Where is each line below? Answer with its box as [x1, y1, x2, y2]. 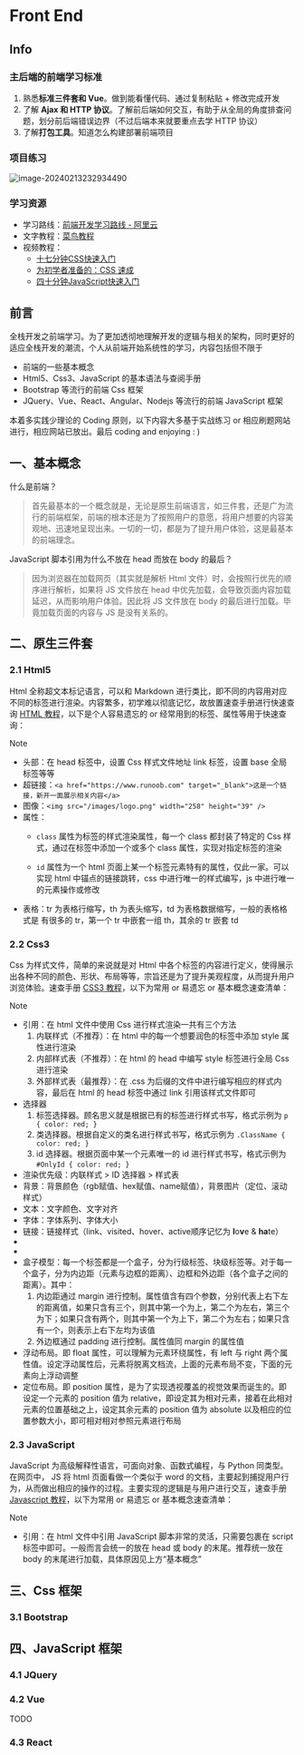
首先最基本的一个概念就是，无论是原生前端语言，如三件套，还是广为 [31, 501, 286, 512]
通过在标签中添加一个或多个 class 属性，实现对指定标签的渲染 [52, 842, 282, 853]
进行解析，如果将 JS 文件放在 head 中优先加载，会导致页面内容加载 [39, 584, 291, 595]
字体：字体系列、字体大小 [22, 1214, 119, 1225]
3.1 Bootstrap [9, 1611, 69, 1623]
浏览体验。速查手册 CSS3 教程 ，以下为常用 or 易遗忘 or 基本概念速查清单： [9, 982, 290, 993]
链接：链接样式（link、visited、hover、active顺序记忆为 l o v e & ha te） [22, 1226, 283, 1237]
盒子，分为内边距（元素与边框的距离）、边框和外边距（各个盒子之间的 [30, 1268, 289, 1279]
